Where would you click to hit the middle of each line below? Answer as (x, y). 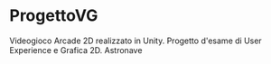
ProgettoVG (54, 16)
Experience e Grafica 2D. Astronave (76, 50)
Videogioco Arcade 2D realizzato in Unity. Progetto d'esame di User (135, 41)
